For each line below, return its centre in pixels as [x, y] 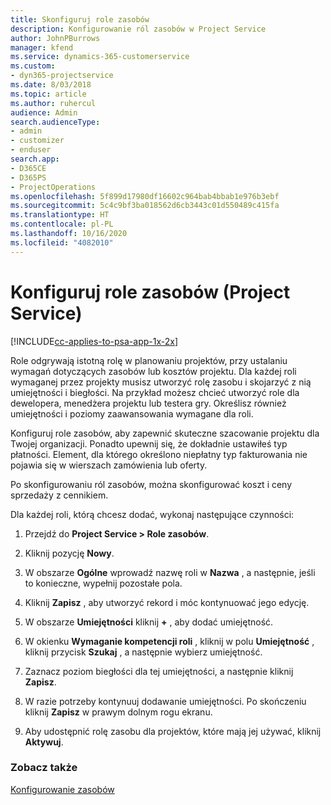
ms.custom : [33, 66]
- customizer [37, 141]
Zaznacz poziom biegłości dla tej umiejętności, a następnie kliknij [159, 671]
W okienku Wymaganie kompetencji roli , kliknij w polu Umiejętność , [169, 641]
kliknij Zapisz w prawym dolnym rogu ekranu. [118, 712]
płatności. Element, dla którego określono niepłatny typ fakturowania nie [159, 454]
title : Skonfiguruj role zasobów [80, 19]
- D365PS [28, 177]
